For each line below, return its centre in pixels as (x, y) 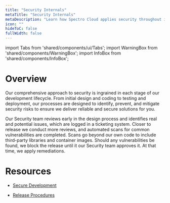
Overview (26, 79)
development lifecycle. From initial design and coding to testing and (76, 98)
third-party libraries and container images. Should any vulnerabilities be (80, 140)
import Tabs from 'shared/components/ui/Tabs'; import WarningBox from (81, 48)
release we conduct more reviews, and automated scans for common (78, 129)
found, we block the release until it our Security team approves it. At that (81, 145)
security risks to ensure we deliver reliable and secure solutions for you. (80, 109)
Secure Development (34, 185)
